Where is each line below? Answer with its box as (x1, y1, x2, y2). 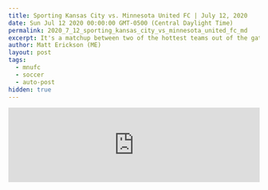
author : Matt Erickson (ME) (8, 41, 102, 49)
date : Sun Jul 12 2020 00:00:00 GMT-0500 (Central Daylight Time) (8, 19, 234, 27)
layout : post (8, 48, 52, 56)
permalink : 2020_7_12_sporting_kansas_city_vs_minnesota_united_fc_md (8, 26, 248, 34)
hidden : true (8, 85, 52, 94)
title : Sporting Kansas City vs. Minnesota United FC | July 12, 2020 (8, 11, 248, 20)
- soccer (15, 71, 45, 79)
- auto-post (15, 78, 56, 86)
